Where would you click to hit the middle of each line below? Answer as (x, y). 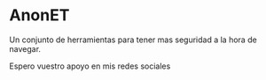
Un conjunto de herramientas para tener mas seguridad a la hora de (133, 40)
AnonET (39, 15)
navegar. (25, 48)
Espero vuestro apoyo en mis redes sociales (90, 66)
